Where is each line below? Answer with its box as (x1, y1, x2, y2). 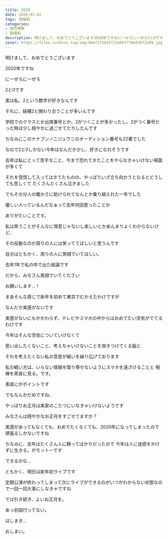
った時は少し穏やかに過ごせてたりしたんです (5, 125, 98, 131)
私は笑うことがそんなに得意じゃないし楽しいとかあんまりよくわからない (5, 223, 154, 229)
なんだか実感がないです (5, 304, 54, 310)
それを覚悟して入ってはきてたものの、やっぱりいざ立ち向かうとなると (5, 174, 150, 180)
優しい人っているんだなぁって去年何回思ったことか (5, 202, 110, 208)
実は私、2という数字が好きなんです (5, 97, 78, 103)
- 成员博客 (5, 26, 25, 31)
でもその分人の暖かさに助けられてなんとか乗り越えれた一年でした (5, 191, 141, 197)
